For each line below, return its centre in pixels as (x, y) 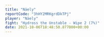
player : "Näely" (22, 18)
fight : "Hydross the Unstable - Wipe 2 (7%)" (52, 23)
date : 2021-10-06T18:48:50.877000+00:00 (47, 27)
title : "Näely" (21, 9)
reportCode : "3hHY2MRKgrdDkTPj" (38, 14)
